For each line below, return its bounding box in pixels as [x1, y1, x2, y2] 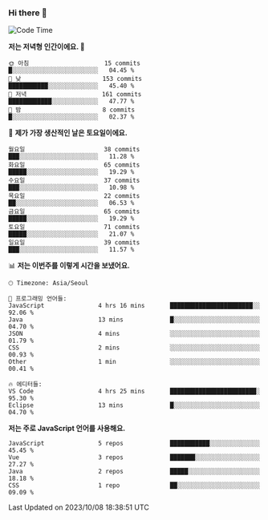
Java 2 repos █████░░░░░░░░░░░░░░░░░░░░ [8, 468, 261, 476]
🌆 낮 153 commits [8, 75, 143, 83]
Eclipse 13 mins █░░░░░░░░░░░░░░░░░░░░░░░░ [8, 401, 261, 409]
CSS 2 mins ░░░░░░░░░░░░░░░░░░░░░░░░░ [8, 344, 261, 352]
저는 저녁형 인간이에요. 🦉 [8, 42, 86, 51]
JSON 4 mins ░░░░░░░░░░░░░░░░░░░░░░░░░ [8, 330, 261, 338]
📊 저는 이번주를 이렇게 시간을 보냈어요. [8, 260, 131, 271]
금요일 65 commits [8, 208, 140, 216]
